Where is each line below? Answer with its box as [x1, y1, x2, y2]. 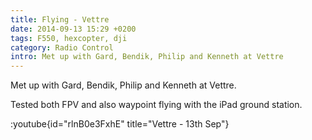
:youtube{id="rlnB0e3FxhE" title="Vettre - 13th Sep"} [10, 118, 230, 130]
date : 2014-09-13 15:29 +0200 [10, 24, 137, 34]
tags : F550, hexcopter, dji [10, 33, 128, 43]
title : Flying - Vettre [10, 14, 110, 25]
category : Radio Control [10, 42, 114, 53]
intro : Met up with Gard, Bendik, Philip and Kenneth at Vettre [10, 52, 284, 62]
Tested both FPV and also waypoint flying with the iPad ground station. [10, 99, 303, 111]
